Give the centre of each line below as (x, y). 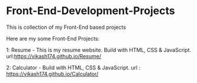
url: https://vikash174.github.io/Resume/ (54, 56)
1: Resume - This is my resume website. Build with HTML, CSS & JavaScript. (98, 50)
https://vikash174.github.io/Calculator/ (52, 74)
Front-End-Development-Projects (91, 11)
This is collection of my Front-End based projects (66, 27)
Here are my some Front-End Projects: (53, 38)
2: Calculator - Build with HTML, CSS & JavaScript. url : (73, 67)
